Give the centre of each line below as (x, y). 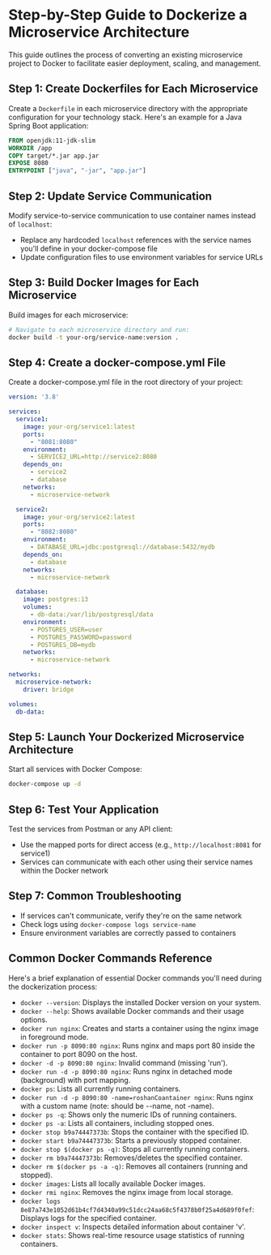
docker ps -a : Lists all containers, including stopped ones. (117, 1123)
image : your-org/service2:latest (79, 517)
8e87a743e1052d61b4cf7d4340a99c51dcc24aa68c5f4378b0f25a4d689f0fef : (137, 1209)
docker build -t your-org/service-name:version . (94, 337)
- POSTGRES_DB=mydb (62, 645)
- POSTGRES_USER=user (66, 630)
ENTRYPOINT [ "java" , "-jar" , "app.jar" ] (78, 171)
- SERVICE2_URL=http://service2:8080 (93, 457)
